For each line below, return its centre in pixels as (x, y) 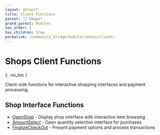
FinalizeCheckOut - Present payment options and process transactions (83, 127)
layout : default (22, 10)
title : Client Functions (30, 14)
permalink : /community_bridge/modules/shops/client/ (60, 37)
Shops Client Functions (53, 61)
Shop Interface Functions (45, 105)
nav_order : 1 (18, 28)
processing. (17, 89)
